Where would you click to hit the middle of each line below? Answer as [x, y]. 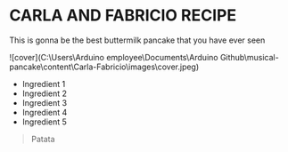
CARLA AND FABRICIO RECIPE [123, 16]
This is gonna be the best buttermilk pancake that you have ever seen [137, 40]
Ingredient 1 [44, 84]
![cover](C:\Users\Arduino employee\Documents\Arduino [114, 57]
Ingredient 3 [45, 102]
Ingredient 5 [44, 122]
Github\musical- [249, 57]
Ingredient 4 [45, 112]
